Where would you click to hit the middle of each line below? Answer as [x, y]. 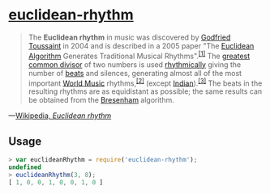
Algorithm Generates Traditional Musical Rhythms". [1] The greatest [139, 55]
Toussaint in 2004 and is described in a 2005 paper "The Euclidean [141, 45]
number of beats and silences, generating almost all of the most [135, 73]
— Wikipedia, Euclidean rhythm [60, 116]
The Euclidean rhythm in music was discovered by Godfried [129, 37]
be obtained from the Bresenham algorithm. [101, 100]
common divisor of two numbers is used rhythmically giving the [135, 64]
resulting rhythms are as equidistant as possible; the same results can [145, 91]
